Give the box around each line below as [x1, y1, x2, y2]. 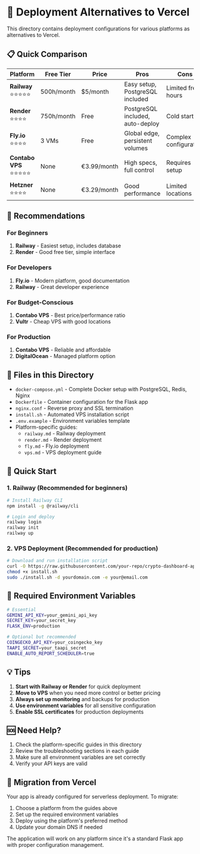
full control [124, 166, 154, 174]
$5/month [81, 87, 109, 96]
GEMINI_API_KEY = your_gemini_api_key [7, 612, 97, 618]
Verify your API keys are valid [15, 760, 88, 767]
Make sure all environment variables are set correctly [15, 753, 146, 761]
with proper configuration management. [7, 842, 104, 849]
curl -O [7, 563, 26, 570]
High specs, [124, 159, 158, 167]
